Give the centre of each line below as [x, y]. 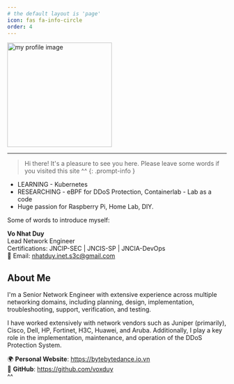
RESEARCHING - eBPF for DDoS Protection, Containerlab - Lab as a [115, 192]
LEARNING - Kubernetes [53, 185]
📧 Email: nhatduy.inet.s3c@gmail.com [61, 256]
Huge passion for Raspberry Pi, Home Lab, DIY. [85, 207]
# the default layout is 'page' [54, 14]
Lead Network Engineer [41, 241]
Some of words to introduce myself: [58, 220]
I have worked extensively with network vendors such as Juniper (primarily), [117, 323]
